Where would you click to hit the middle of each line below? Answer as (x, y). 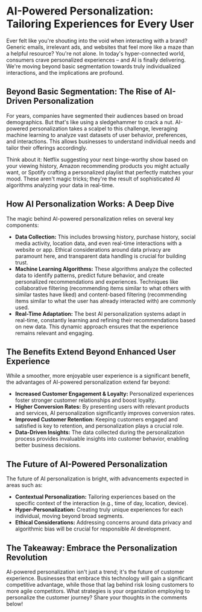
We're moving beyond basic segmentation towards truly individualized (93, 66)
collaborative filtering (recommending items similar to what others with (103, 288)
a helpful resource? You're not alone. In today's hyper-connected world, (96, 53)
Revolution (27, 557)
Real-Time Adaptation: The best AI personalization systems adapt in (100, 314)
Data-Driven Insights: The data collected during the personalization (100, 432)
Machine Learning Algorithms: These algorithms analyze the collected (104, 269)
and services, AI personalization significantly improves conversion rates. (105, 413)
